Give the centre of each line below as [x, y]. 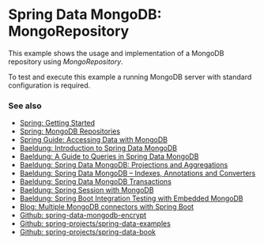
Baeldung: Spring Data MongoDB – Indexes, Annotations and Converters [138, 173]
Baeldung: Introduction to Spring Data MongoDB [98, 148]
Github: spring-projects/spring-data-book [88, 232]
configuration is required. [49, 85]
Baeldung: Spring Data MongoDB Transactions [96, 182]
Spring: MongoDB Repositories [70, 131]
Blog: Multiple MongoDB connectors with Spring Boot [107, 207]
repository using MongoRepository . [66, 62]
